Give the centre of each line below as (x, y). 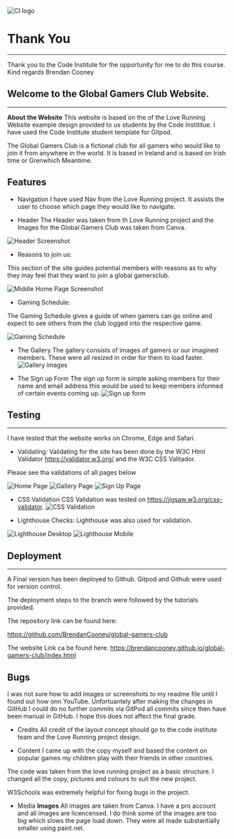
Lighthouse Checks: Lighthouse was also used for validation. (104, 520)
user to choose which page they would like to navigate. (96, 206)
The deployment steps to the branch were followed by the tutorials (103, 600)
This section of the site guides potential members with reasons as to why (112, 267)
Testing (24, 415)
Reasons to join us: (45, 254)
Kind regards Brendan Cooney (50, 72)
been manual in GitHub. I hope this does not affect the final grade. (102, 716)
